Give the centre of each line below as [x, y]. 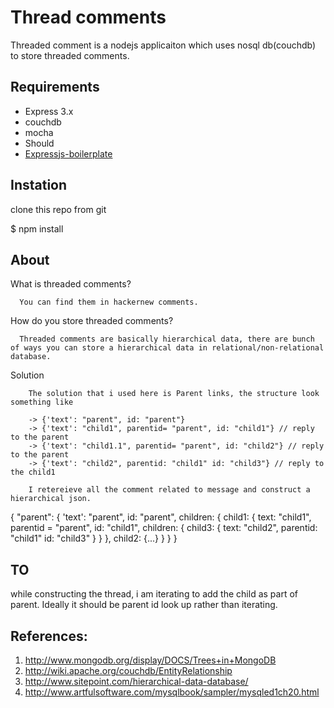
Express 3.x [49, 111]
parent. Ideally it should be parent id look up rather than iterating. [144, 605]
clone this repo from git [58, 209]
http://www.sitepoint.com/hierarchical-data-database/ [136, 681]
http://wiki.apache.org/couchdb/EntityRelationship [128, 670]
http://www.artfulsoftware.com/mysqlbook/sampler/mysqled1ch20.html [172, 692]
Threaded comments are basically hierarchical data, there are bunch [167, 339]
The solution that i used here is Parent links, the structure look [174, 394]
